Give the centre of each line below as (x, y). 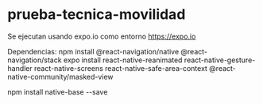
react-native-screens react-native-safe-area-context (121, 68)
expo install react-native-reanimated (123, 60)
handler (20, 68)
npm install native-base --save (58, 91)
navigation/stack (35, 60)
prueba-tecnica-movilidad (97, 15)
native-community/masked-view (60, 76)
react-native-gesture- (220, 60)
